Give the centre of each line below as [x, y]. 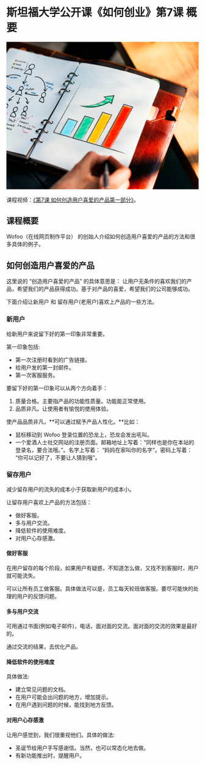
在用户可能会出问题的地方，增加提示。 [63, 697]
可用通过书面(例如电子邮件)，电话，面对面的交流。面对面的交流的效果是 [97, 626]
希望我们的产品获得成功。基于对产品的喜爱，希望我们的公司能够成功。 [105, 289]
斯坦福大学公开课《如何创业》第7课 [95, 13]
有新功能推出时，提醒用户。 [50, 755]
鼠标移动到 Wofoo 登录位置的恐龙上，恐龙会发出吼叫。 [84, 434]
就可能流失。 [22, 576]
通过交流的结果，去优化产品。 [44, 647]
